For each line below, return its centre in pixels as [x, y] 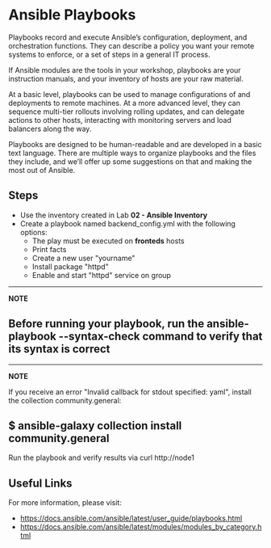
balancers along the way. [50, 129]
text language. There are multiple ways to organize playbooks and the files [132, 153]
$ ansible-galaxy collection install [95, 426]
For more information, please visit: [65, 503]
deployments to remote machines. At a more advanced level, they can [124, 103]
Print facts [49, 249]
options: [33, 232]
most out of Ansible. [42, 170]
